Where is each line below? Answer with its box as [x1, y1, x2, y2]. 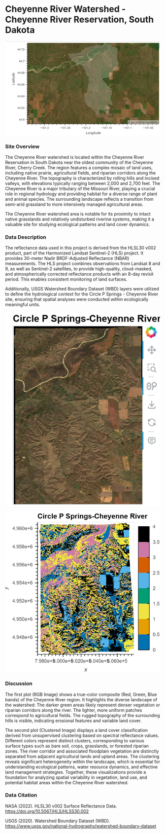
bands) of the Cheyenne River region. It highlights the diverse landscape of [5, 696, 158, 702]
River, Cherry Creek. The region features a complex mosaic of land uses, [5, 164, 153, 171]
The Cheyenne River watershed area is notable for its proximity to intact [5, 211, 151, 217]
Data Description [5, 233, 47, 240]
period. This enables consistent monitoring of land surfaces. [5, 276, 128, 282]
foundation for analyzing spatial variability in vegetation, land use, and [5, 774, 147, 780]
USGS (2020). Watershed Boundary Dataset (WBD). [5, 818, 110, 824]
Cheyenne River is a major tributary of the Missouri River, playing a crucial [5, 185, 155, 191]
